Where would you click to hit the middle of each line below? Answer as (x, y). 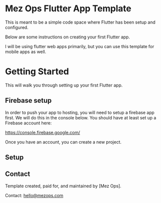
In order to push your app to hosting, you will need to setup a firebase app (80, 112)
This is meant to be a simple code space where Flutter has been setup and (80, 22)
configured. (17, 27)
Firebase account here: (28, 123)
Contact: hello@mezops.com (34, 195)
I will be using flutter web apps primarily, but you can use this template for (80, 46)
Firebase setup (28, 101)
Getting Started (37, 72)
